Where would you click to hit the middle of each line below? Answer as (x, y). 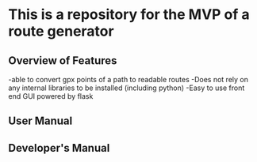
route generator (61, 31)
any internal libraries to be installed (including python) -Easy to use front (127, 88)
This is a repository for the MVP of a (129, 15)
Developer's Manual (59, 148)
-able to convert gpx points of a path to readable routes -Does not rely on (128, 79)
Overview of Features (63, 60)
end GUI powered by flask (51, 96)
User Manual (40, 121)
